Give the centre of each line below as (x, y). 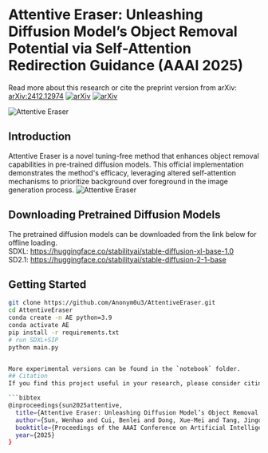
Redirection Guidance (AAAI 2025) (126, 66)
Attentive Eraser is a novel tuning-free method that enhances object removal (134, 156)
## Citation (28, 376)
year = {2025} (35, 435)
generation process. (41, 190)
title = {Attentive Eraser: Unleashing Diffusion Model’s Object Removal (137, 412)
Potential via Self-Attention (100, 49)
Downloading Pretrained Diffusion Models (114, 215)
